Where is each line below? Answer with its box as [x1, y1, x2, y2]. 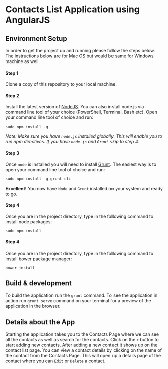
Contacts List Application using [5, 4, 140, 15]
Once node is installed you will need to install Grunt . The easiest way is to [5, 161, 157, 167]
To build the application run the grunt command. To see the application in [5, 292, 158, 298]
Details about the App [5, 318, 75, 326]
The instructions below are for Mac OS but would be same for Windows [5, 53, 154, 59]
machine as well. [5, 58, 40, 64]
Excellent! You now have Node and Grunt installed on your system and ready [5, 185, 163, 191]
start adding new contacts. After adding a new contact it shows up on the [5, 342, 158, 348]
